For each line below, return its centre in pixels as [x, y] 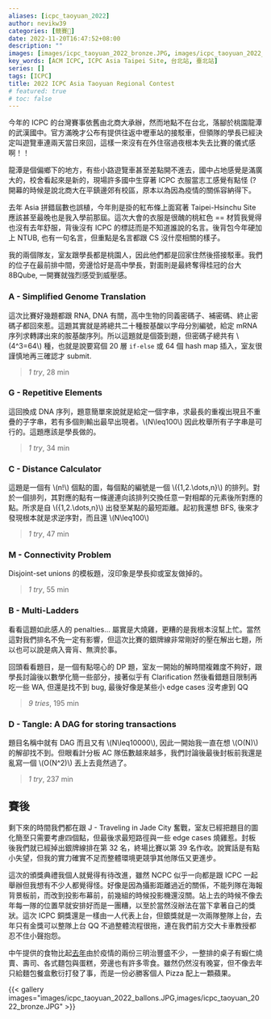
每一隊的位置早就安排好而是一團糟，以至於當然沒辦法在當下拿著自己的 [131, 905]
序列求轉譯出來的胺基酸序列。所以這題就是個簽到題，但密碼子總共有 [121, 336]
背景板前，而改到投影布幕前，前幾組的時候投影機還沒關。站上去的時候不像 [132, 895]
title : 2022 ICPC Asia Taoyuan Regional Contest [92, 83]
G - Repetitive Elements [56, 393]
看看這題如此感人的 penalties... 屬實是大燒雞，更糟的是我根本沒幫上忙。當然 [134, 629]
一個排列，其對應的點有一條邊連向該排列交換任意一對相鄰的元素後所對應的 [139, 497]
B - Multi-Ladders [44, 611]
